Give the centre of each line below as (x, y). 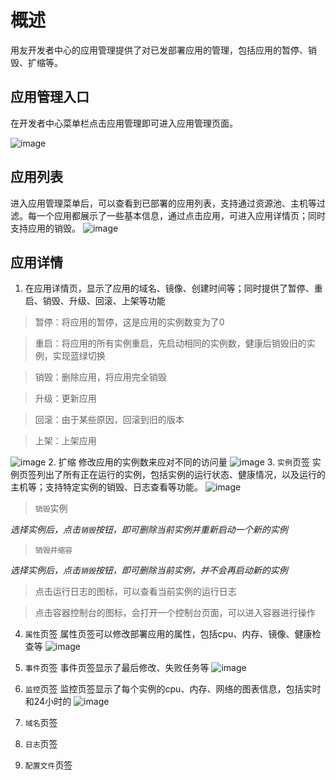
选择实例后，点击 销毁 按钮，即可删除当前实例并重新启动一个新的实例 (149, 530)
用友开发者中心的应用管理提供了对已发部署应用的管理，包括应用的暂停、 (159, 50)
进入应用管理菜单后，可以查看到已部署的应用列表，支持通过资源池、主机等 (163, 203)
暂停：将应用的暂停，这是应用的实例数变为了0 (129, 322)
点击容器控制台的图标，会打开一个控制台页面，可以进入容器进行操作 (175, 613)
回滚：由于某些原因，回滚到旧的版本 (109, 420)
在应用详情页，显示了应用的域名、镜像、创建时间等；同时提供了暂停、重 (173, 288)
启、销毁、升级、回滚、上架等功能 (95, 301)
